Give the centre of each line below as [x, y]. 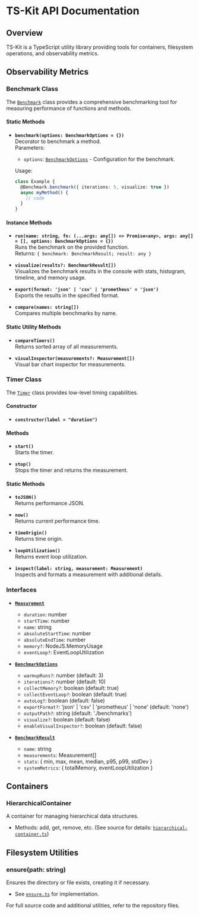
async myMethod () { [45, 192]
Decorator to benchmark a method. [58, 141]
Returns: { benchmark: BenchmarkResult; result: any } [83, 254]
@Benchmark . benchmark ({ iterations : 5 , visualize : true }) [95, 187]
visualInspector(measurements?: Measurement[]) [75, 358]
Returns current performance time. [57, 521]
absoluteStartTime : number [57, 633]
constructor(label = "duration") [56, 420]
